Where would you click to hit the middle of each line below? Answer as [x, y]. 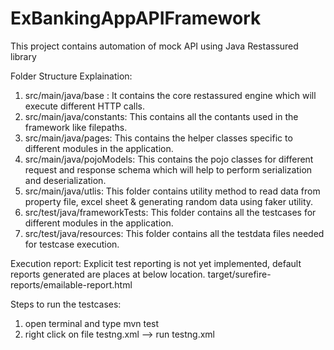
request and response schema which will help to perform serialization [168, 169]
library [23, 56]
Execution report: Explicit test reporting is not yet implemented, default [156, 263]
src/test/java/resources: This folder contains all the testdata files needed [174, 233]
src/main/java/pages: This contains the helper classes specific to [158, 138]
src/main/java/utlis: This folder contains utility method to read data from [172, 191]
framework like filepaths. [76, 127]
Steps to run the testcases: [66, 304]
